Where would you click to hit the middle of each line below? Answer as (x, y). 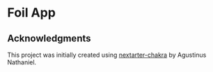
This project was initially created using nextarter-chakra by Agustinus (107, 55)
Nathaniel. (22, 62)
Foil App (31, 13)
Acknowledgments (49, 38)
